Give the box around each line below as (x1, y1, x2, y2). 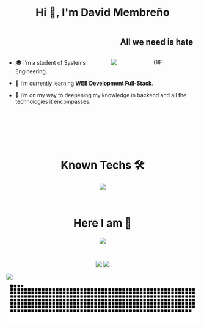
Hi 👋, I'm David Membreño (35, 5, 170, 20)
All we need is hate (120, 37, 194, 48)
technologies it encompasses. (15, 98, 91, 105)
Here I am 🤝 (73, 216, 133, 230)
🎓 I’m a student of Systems (15, 59, 86, 66)
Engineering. (15, 67, 48, 75)
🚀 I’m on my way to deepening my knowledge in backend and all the (15, 91, 187, 98)
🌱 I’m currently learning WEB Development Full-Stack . (15, 79, 154, 87)
